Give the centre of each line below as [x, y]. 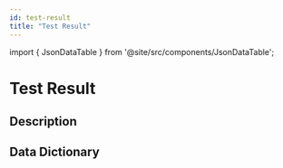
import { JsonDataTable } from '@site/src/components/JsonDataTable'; [142, 51]
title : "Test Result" [50, 26]
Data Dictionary [54, 152]
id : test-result [40, 18]
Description [43, 121]
